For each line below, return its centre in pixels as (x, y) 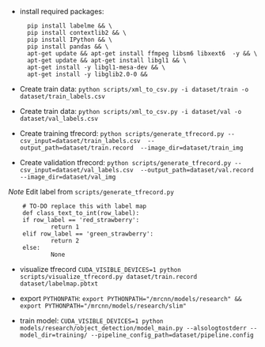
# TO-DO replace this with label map (85, 206)
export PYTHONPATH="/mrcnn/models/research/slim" (103, 306)
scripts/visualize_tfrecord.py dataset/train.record (108, 277)
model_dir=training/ (53, 335)
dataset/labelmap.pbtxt (59, 284)
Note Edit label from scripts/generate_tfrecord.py (91, 192)
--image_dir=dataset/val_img (68, 177)
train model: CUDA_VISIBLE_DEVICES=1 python (91, 321)
